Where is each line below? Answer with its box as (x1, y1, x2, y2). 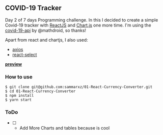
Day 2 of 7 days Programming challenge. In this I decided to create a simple (5, 17, 158, 23)
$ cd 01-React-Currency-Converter (5, 89, 76, 94)
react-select (12, 52, 37, 57)
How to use (5, 73, 33, 80)
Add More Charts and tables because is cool (19, 125, 110, 131)
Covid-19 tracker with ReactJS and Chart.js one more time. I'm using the (5, 22, 151, 28)
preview (5, 61, 22, 67)
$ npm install (5, 93, 34, 98)
